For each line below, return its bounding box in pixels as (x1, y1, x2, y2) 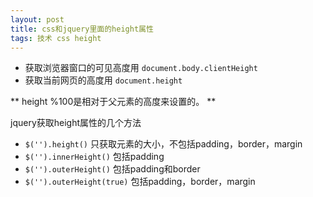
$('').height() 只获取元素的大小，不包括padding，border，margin (24, 138, 303, 150)
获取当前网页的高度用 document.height (24, 74, 183, 86)
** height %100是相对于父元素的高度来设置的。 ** (10, 96, 217, 108)
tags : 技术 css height (10, 33, 102, 43)
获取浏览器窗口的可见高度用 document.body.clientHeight (24, 62, 258, 74)
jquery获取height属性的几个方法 (10, 117, 142, 129)
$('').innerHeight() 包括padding (24, 151, 165, 163)
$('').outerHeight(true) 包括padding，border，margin (24, 176, 256, 188)
